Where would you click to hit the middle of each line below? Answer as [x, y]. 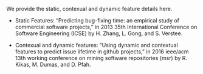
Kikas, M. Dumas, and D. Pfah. [53, 64]
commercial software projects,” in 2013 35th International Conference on [106, 27]
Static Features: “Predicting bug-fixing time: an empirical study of [97, 20]
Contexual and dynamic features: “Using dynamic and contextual [96, 45]
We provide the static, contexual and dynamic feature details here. [89, 9]
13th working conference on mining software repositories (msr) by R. [101, 58]
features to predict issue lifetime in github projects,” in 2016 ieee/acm [102, 52]
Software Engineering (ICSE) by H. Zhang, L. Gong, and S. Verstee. [99, 33]
